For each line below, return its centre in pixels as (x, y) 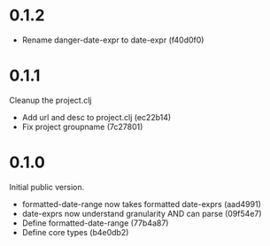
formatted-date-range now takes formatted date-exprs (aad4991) (141, 204)
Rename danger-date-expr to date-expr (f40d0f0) (113, 40)
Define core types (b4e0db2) (75, 232)
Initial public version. (47, 187)
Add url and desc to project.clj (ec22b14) (96, 117)
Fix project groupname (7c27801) (82, 127)
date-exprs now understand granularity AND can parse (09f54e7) (142, 213)
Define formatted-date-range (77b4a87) (95, 223)
